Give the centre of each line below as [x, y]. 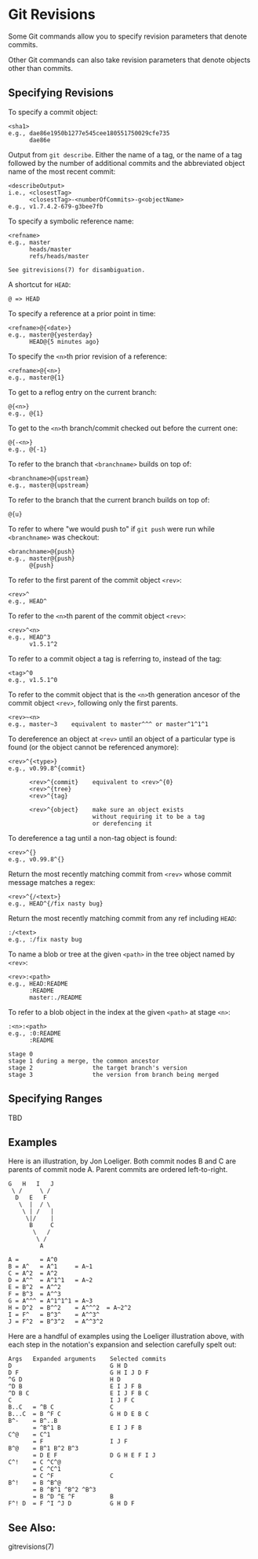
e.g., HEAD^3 [29, 637]
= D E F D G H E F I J [94, 1456]
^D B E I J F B [75, 1387]
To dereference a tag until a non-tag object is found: [93, 838]
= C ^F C [73, 1476]
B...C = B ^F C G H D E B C [78, 1414]
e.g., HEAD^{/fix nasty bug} [56, 903]
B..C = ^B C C [61, 1407]
